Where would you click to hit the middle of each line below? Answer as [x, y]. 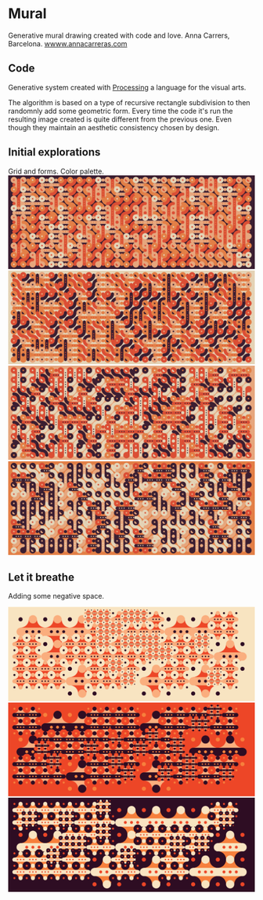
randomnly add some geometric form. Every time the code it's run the [121, 111]
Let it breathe [41, 577]
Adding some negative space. [56, 596]
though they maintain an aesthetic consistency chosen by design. [114, 127]
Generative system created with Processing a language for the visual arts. [127, 87]
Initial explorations [54, 153]
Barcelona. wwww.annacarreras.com [68, 43]
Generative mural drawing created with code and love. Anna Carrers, [119, 35]
